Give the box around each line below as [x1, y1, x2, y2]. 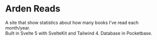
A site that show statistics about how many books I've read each [5, 19, 139, 25]
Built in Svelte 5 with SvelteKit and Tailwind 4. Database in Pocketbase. [5, 30, 152, 36]
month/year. [5, 24, 31, 30]
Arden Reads [5, 3, 60, 14]
